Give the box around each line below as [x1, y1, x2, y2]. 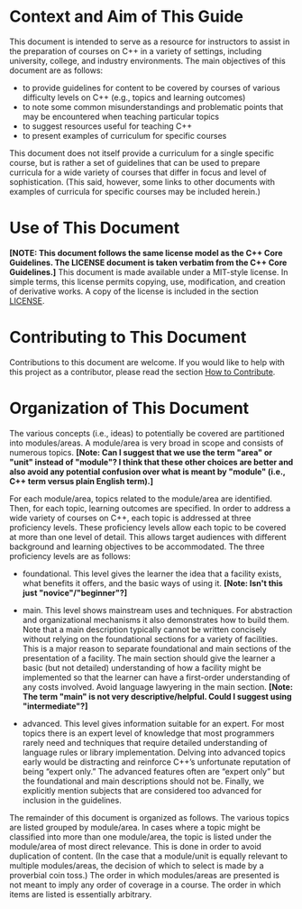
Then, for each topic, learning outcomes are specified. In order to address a [9, 502, 291, 513]
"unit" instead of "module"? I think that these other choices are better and [9, 456, 294, 467]
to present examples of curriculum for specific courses [22, 130, 227, 141]
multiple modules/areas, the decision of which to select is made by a [9, 859, 264, 871]
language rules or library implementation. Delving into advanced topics [22, 747, 286, 757]
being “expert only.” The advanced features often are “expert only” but [22, 766, 286, 776]
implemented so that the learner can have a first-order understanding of [22, 672, 291, 683]
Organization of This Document [9, 399, 250, 418]
